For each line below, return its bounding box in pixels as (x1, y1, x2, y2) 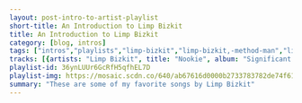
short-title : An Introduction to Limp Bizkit (9, 21, 182, 30)
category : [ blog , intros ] (9, 38, 106, 47)
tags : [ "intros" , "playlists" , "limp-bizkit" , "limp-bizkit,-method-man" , (9, 47, 283, 56)
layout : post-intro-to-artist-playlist (9, 13, 159, 22)
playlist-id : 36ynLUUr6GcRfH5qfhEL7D (9, 64, 151, 73)
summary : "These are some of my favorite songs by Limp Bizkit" (9, 80, 255, 89)
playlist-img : (9, 72, 63, 81)
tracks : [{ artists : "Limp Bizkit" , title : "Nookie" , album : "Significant (9, 55, 292, 64)
